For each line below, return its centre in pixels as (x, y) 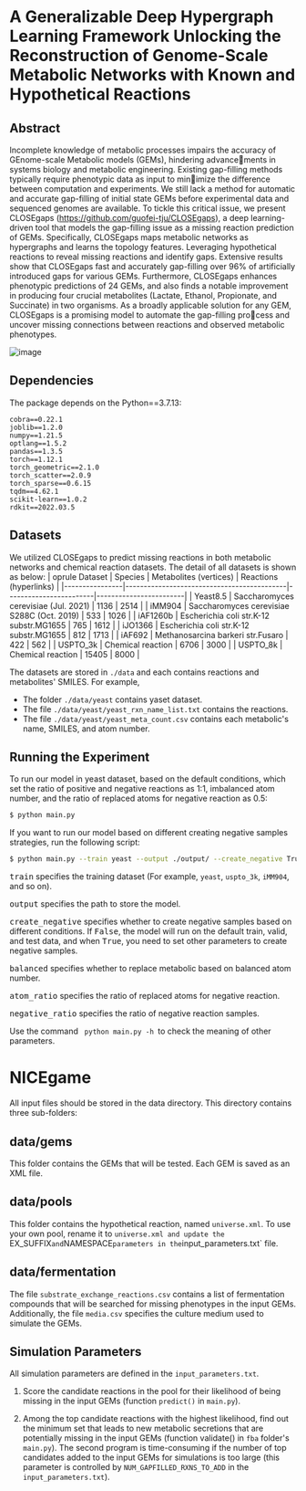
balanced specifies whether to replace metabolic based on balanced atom (150, 969)
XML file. (26, 1173)
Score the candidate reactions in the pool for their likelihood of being (152, 1391)
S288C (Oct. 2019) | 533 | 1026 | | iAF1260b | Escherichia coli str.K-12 (140, 615)
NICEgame (51, 1078)
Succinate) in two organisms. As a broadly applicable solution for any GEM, (150, 305)
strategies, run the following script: (75, 843)
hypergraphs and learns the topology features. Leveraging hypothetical (143, 247)
